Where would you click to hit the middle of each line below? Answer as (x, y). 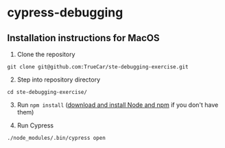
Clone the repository (46, 54)
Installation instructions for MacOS (83, 38)
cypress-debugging (65, 13)
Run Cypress (35, 125)
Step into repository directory (59, 79)
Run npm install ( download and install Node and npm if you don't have (118, 105)
